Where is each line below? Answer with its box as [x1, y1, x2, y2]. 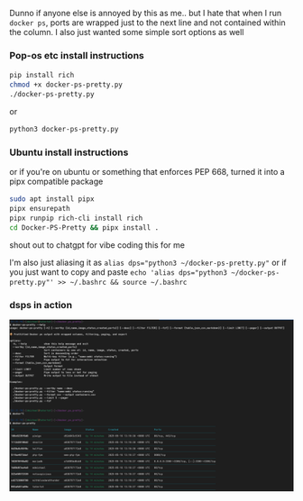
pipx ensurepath [9, 204, 70, 213]
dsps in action [9, 298, 73, 311]
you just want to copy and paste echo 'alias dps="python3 [9, 266, 228, 278]
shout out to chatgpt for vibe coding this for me [9, 239, 185, 250]
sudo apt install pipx [9, 195, 95, 204]
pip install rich [9, 71, 75, 80]
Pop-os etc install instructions [9, 49, 144, 61]
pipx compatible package [9, 176, 104, 187]
